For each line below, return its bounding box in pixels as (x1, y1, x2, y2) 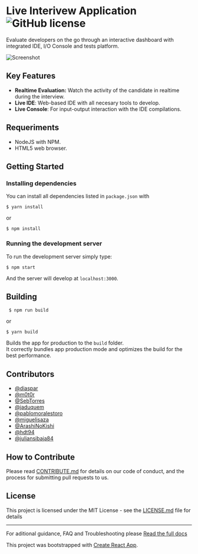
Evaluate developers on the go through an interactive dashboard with (6, 36, 174, 43)
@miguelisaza (14, 416, 49, 423)
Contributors (6, 369, 55, 379)
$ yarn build (6, 329, 38, 335)
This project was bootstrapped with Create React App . (6, 541, 138, 548)
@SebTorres (14, 397, 45, 405)
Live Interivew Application (6, 4, 137, 18)
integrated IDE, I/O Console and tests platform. (6, 42, 120, 50)
